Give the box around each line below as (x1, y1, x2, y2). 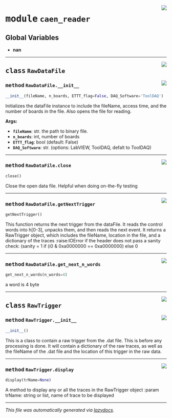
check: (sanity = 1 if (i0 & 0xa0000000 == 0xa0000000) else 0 (5, 243, 138, 249)
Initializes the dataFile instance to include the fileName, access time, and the (5, 102, 167, 109)
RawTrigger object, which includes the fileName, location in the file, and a (5, 232, 161, 238)
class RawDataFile (5, 67, 66, 75)
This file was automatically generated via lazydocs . (5, 407, 115, 413)
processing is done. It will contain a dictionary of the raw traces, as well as (5, 343, 163, 349)
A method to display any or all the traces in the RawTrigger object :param (5, 387, 160, 393)
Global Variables (5, 33, 59, 42)
